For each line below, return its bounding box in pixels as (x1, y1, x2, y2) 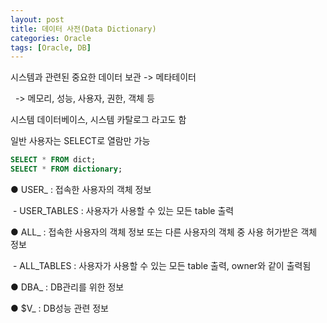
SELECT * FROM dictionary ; (10, 164, 123, 175)
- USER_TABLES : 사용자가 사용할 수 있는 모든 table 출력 (12, 205, 235, 216)
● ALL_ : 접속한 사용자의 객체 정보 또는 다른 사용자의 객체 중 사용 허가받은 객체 (10, 226, 318, 238)
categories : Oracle (10, 33, 92, 43)
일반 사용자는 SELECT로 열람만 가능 (10, 135, 151, 147)
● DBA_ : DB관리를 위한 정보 (10, 281, 125, 293)
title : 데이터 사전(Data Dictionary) (10, 24, 157, 34)
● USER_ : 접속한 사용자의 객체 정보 (10, 184, 152, 195)
